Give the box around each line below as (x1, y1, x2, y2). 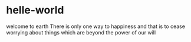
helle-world (6, 3, 64, 17)
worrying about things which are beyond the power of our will (6, 29, 156, 36)
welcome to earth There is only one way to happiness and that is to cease (6, 23, 186, 30)
